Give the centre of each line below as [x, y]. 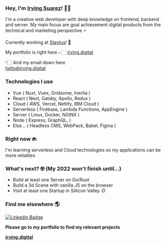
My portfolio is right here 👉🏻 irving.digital [49, 52]
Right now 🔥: [21, 139]
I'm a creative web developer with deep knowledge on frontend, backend [82, 19]
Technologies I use [29, 81]
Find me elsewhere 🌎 [33, 205]
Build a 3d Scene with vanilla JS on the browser [63, 185]
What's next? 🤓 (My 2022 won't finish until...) [63, 169]
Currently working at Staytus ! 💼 [38, 43]
